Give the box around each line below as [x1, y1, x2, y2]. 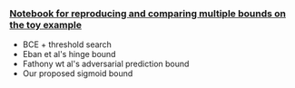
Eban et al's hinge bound [22, 49, 116, 60]
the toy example [9, 18, 82, 31]
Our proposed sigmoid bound [22, 68, 133, 79]
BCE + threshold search [22, 39, 112, 50]
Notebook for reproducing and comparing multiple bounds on [9, 7, 286, 20]
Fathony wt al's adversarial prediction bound [22, 58, 190, 70]
